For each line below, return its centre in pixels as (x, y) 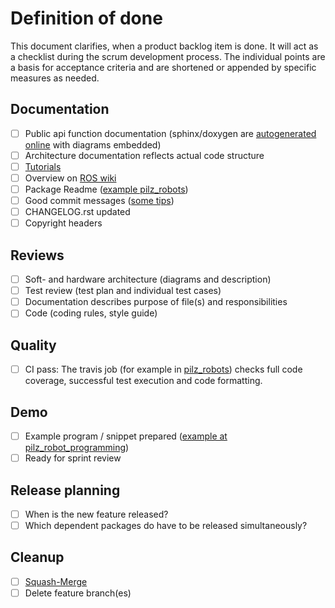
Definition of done (86, 18)
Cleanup (37, 557)
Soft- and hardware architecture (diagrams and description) (148, 279)
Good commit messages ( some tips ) (99, 201)
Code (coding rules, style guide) (91, 313)
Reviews (37, 255)
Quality (33, 345)
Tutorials (43, 166)
